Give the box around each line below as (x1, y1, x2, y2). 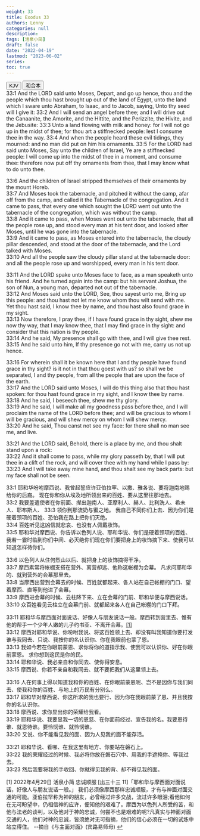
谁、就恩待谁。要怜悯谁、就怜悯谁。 (6, 723, 95, 730)
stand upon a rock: (6, 447, 52, 454)
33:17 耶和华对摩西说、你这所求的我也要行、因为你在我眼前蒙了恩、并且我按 (6, 693, 193, 701)
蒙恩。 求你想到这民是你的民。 (11, 651, 86, 658)
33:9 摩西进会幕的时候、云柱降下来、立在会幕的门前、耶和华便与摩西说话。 (6, 594, 191, 601)
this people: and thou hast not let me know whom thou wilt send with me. (6, 296, 186, 304)
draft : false (6, 42, 39, 48)
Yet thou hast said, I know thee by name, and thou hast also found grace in (6, 303, 189, 310)
